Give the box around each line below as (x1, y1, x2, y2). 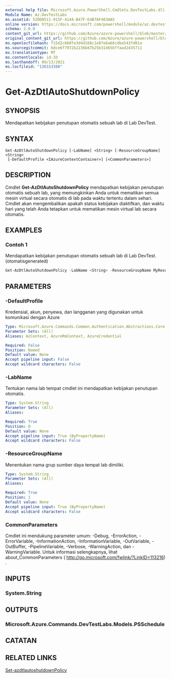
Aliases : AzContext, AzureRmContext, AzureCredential (5, 334, 122, 339)
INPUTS (5, 574, 31, 583)
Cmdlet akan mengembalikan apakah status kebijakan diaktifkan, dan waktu (5, 200, 164, 207)
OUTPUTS (5, 605, 38, 614)
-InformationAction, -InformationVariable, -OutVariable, (35, 538, 151, 544)
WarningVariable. (5, 549, 42, 555)
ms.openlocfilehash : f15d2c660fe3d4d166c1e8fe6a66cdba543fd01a (5, 41, 142, 46)
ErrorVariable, (5, 538, 35, 544)
